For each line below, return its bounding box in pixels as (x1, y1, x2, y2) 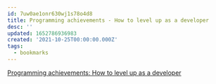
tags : (7, 43, 23, 50)
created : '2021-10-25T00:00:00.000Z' (7, 36, 118, 43)
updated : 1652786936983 (7, 29, 77, 37)
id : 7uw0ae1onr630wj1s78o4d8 (7, 10, 93, 17)
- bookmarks (13, 50, 49, 57)
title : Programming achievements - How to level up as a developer (7, 17, 210, 24)
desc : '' (7, 23, 33, 30)
